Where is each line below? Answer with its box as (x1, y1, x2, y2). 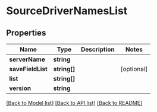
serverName (9, 55, 46, 63)
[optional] (120, 65, 148, 73)
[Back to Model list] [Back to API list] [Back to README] (6, 100, 143, 106)
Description (81, 46, 115, 53)
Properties (6, 28, 46, 38)
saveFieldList (9, 65, 48, 73)
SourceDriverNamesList (6, 4, 128, 18)
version (9, 84, 32, 92)
